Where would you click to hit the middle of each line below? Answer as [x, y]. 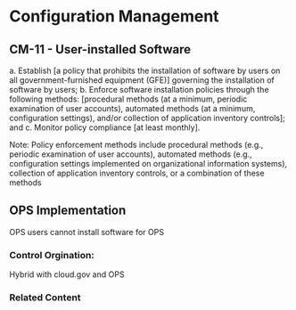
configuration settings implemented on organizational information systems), [148, 163]
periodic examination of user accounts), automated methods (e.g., [131, 154]
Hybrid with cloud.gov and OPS [67, 274]
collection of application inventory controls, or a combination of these [137, 173]
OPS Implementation [68, 211]
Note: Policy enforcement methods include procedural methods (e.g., [136, 145]
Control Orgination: [52, 255]
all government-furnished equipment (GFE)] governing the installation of [142, 80]
